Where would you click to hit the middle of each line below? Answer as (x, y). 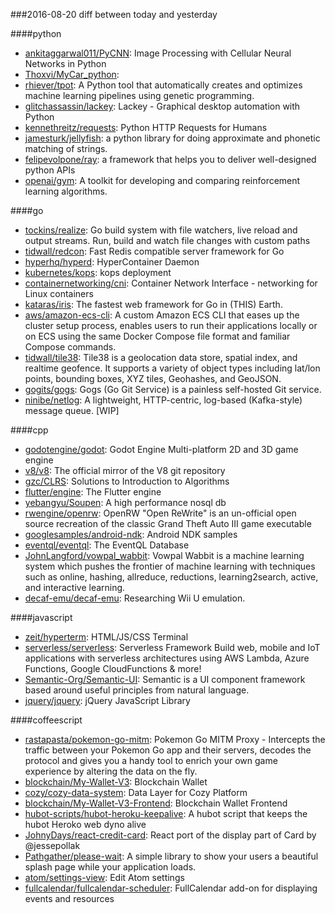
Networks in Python (65, 63)
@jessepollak (52, 845)
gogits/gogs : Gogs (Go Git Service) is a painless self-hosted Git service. (173, 389)
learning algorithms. (66, 191)
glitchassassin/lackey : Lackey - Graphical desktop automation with (162, 106)
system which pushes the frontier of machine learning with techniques (170, 566)
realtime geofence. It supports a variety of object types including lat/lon (172, 368)
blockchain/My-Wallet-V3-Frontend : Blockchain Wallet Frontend (156, 803)
